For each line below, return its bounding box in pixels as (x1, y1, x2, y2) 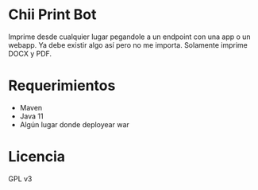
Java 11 (19, 111, 44, 121)
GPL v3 (8, 173, 33, 184)
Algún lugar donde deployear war (19, 119, 129, 129)
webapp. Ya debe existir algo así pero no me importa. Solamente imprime (8, 40, 248, 49)
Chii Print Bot (8, 6, 97, 24)
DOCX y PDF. (8, 48, 52, 58)
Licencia (8, 148, 66, 166)
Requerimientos (8, 77, 116, 95)
